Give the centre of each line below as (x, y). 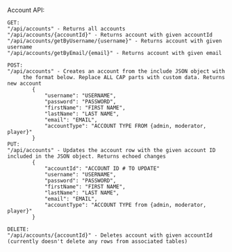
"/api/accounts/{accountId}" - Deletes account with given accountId (110, 235)
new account (24, 83)
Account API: (26, 10)
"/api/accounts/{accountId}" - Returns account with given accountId (110, 35)
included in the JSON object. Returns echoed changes (87, 156)
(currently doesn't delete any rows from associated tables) (98, 242)
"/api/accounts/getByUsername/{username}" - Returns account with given (115, 41)
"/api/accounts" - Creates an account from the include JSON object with (116, 72)
